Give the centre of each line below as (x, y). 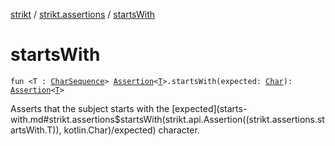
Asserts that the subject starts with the (90, 108)
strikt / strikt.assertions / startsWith (83, 14)
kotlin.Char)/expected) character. (131, 130)
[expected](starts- (209, 108)
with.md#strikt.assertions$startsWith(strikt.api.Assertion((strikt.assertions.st (167, 119)
